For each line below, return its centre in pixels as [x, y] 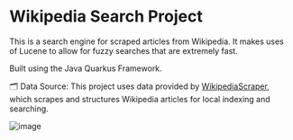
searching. [29, 109]
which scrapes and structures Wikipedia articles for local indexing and [140, 99]
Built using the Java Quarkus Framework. [86, 68]
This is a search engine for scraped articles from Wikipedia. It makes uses [146, 41]
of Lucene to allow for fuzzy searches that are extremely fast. [124, 50]
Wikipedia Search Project [106, 17]
